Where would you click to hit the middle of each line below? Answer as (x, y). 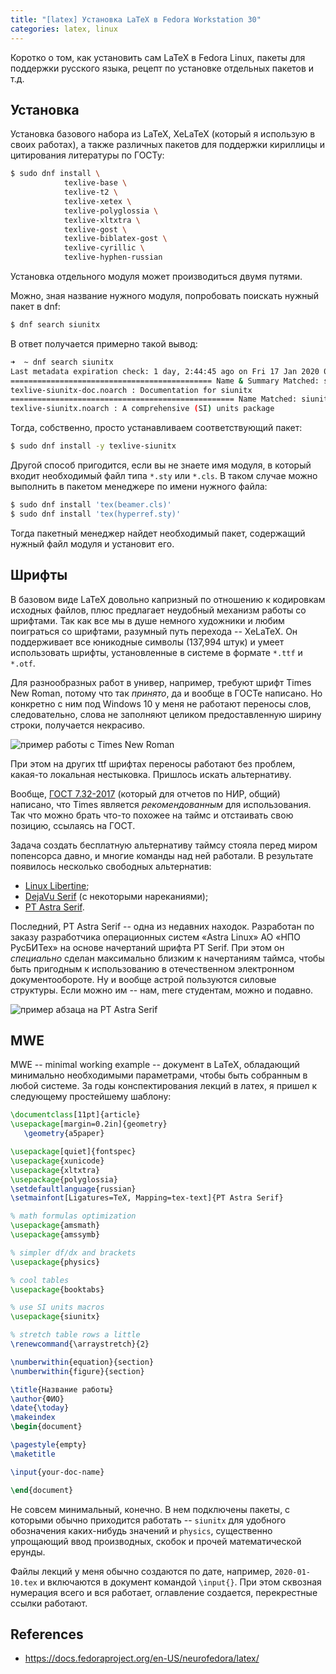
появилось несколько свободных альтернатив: (111, 866)
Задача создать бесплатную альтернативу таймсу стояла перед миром (164, 845)
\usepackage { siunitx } (55, 1317)
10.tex (24, 1582)
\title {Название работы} (62, 1389)
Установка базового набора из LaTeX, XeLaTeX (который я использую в (163, 134)
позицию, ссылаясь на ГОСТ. (73, 825)
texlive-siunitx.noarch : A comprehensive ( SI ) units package (142, 409)
